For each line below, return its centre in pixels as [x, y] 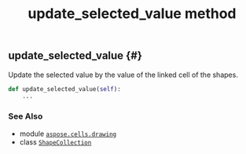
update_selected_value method [132, 14]
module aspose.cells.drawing [68, 134]
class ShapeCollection [55, 141]
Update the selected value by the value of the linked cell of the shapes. [123, 75]
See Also [26, 116]
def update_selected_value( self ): [65, 89]
